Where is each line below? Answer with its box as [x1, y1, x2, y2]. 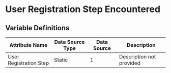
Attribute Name [9, 42, 48, 48]
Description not [119, 53, 156, 60]
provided [119, 59, 141, 66]
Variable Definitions [5, 24, 70, 32]
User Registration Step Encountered [5, 4, 161, 15]
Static [54, 56, 68, 63]
